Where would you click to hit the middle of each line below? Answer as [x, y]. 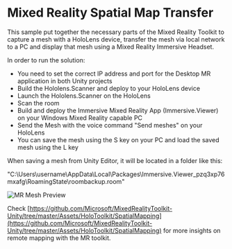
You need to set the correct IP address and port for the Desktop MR [114, 74]
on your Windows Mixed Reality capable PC [80, 118]
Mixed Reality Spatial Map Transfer [110, 13]
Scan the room [39, 103]
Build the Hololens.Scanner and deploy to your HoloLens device [108, 88]
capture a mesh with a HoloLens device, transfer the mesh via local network [116, 39]
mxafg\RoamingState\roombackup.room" [66, 181]
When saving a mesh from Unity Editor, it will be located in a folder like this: [115, 160]
